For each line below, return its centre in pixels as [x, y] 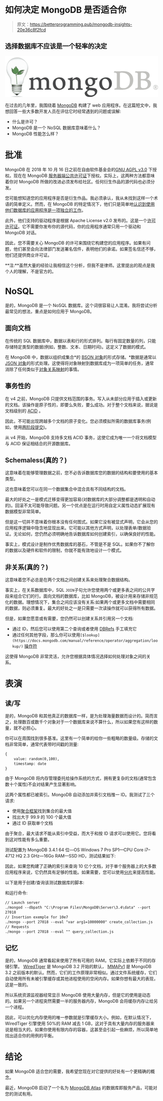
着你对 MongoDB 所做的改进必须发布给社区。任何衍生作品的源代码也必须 [78, 182]
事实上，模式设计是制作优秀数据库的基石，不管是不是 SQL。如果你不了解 [78, 544]
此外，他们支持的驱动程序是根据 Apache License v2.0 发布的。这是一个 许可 [81, 221]
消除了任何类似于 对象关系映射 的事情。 [43, 369]
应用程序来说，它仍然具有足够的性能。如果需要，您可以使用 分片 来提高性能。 [81, 872]
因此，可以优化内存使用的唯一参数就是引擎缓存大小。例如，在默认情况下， [79, 1018]
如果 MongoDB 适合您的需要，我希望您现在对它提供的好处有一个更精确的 [78, 1071]
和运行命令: [16, 893]
